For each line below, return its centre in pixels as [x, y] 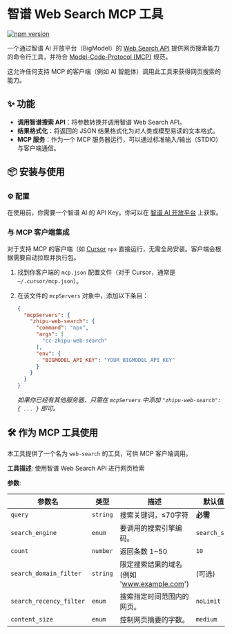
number [102, 551]
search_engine [34, 533]
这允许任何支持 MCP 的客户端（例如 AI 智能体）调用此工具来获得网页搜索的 [114, 71]
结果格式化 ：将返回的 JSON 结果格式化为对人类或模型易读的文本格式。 [118, 130]
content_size [32, 619]
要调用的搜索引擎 [147, 528]
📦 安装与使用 [36, 172]
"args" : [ [50, 334]
